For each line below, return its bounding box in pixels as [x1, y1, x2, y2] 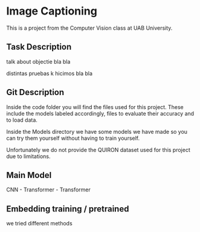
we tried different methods [6, 220, 73, 227]
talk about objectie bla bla [6, 58, 71, 65]
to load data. [6, 116, 38, 124]
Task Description [6, 42, 72, 52]
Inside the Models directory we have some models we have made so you [6, 128, 188, 135]
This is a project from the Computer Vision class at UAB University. [6, 24, 173, 31]
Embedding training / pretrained [6, 204, 129, 214]
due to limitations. [6, 153, 51, 160]
